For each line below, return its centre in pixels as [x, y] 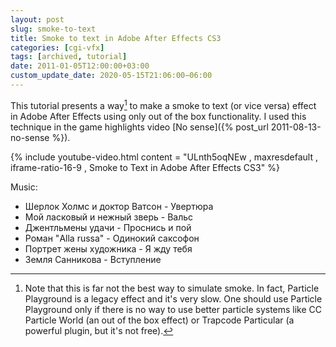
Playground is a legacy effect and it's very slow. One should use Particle [173, 298]
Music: [24, 187]
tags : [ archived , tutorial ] [69, 57]
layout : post [37, 19]
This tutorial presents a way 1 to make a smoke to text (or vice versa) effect [163, 104]
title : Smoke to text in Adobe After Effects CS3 [116, 38]
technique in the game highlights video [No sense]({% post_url [139, 127]
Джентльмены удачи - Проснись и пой [108, 227]
